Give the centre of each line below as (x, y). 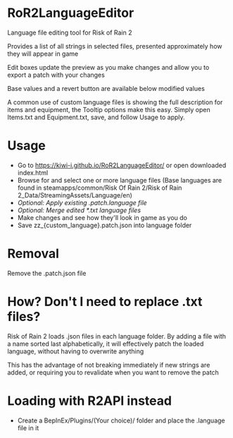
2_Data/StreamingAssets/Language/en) (75, 195)
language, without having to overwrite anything (76, 351)
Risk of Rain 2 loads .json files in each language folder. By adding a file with (117, 336)
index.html (33, 172)
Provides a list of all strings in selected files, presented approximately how (115, 46)
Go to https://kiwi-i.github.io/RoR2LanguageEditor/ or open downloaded (122, 165)
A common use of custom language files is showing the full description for (115, 102)
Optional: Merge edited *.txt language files (79, 210)
